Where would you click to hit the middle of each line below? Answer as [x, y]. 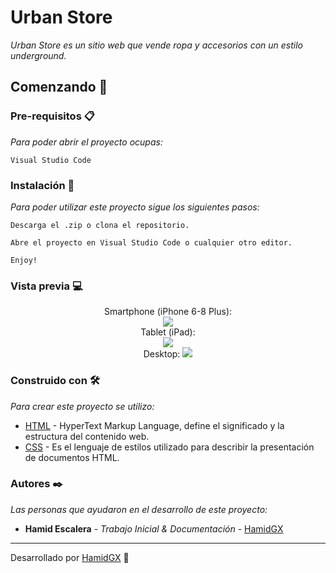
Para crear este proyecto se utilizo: [82, 406]
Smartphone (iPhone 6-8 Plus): [168, 312]
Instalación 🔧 [42, 185]
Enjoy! [24, 260]
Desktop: [162, 354]
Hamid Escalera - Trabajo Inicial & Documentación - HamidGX [154, 528]
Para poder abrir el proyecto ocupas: [86, 142]
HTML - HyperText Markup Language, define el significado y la [154, 425]
